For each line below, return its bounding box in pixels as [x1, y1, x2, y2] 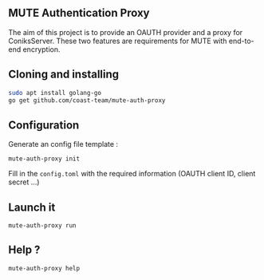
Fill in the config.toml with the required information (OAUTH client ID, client [8, 169, 256, 179]
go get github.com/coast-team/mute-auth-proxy [8, 96, 166, 105]
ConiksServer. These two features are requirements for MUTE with [8, 36, 227, 45]
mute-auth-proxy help [8, 264, 81, 272]
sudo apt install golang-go [8, 89, 102, 97]
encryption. [22, 44, 61, 54]
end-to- [228, 36, 255, 45]
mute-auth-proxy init [8, 155, 81, 163]
